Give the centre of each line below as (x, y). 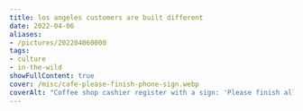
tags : (19, 51)
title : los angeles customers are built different (106, 17)
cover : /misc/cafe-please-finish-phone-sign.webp (105, 84)
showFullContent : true (52, 76)
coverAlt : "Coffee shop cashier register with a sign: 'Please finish (145, 92)
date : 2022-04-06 (42, 26)
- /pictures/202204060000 (58, 43)
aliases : (26, 34)
